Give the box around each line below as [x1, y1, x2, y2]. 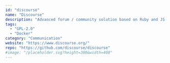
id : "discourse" [5, 7, 40, 13]
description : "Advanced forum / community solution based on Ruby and [5, 17, 158, 22]
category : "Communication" [5, 36, 63, 41]
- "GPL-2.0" [10, 26, 36, 31]
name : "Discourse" [5, 12, 44, 17]
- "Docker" [10, 31, 33, 36]
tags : [5, 21, 17, 27]
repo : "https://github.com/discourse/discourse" [5, 45, 110, 50]
